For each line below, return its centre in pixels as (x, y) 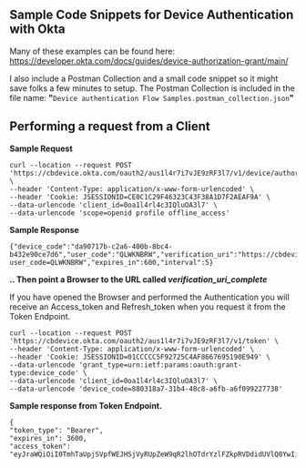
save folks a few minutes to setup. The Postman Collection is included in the (153, 88)
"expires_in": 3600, (49, 438)
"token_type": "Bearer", (56, 430)
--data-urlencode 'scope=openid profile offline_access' (120, 213)
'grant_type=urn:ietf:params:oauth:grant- (161, 365)
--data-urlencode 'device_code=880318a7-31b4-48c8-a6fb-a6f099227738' (146, 389)
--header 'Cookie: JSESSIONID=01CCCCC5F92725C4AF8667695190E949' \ (140, 357)
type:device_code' (44, 372)
